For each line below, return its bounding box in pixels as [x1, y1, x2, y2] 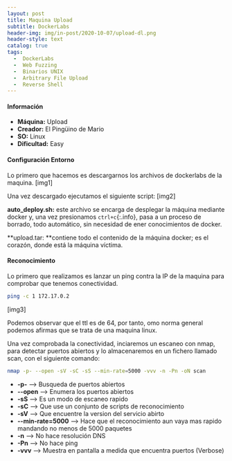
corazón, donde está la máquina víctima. [7, 240, 123, 249]
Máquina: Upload [17, 118, 68, 126]
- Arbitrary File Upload [13, 74, 89, 82]
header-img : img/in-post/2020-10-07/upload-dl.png [7, 29, 157, 37]
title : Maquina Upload [7, 17, 73, 24]
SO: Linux [17, 132, 46, 141]
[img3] [7, 305, 26, 314]
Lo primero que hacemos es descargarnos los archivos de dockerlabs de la [7, 171, 222, 179]
